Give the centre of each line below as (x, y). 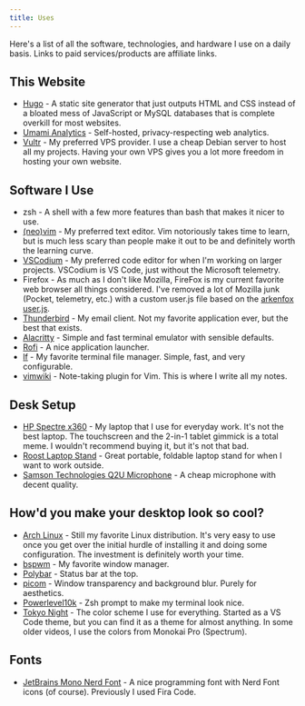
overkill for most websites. (72, 123)
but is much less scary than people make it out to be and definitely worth (159, 241)
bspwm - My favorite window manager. (96, 563)
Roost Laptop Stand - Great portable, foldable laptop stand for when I (152, 456)
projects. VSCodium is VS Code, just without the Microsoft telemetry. (152, 270)
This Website (48, 82)
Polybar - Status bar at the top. (80, 573)
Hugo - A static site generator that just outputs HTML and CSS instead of (159, 104)
